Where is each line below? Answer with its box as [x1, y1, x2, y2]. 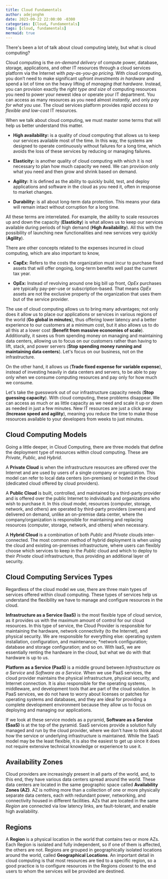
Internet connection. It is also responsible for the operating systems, [5, 680, 146, 686]
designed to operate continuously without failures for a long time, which [12, 143, 161, 149]
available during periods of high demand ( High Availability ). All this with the [5, 224, 162, 230]
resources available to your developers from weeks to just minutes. [5, 416, 144, 422]
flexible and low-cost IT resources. [5, 107, 78, 113]
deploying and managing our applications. [5, 707, 92, 713]
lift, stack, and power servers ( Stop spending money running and [5, 343, 142, 349]
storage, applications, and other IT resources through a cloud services [5, 65, 151, 71]
